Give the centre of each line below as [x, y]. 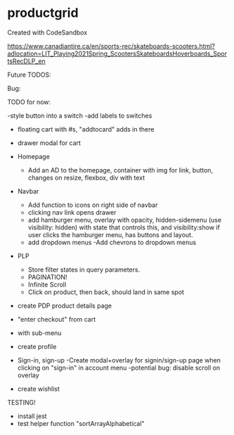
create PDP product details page [65, 305]
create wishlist [38, 389]
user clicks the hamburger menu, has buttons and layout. [110, 234]
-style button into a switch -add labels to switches [80, 115]
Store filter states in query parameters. [84, 270]
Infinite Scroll [47, 284]
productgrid [43, 13]
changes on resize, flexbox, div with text [86, 177]
